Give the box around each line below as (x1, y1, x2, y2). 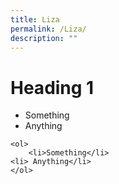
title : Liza (10, 14, 60, 25)
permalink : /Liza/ (10, 24, 87, 34)
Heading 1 (10, 76, 95, 99)
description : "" (10, 33, 78, 43)
